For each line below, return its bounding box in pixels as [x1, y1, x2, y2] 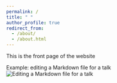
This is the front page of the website [6, 53, 96, 59]
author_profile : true [6, 20, 60, 25]
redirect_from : [6, 25, 44, 31]
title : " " [6, 14, 33, 20]
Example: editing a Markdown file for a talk [6, 64, 112, 71]
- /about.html [11, 36, 47, 42]
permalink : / [6, 8, 39, 15]
